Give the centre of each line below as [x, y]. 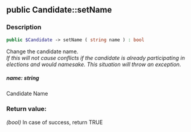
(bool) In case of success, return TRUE [55, 122]
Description [24, 27]
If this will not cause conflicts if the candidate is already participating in [96, 58]
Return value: [27, 109]
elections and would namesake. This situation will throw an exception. [94, 64]
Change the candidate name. [42, 51]
